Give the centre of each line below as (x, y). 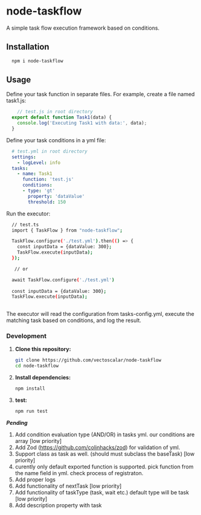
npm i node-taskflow (37, 61)
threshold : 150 (47, 202)
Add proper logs (35, 479)
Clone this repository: (43, 349)
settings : (24, 157)
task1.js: (16, 100)
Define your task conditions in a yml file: (56, 140)
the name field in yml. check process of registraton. (79, 473)
